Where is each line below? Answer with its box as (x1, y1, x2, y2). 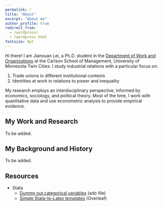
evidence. (5, 103, 26, 109)
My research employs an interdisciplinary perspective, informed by (5, 87, 141, 93)
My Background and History (5, 145, 93, 153)
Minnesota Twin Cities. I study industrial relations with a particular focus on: (5, 63, 159, 69)
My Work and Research (5, 118, 78, 126)
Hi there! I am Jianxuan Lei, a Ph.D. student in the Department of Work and (5, 53, 156, 59)
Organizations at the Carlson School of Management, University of (5, 58, 140, 64)
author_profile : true (5, 21, 50, 26)
